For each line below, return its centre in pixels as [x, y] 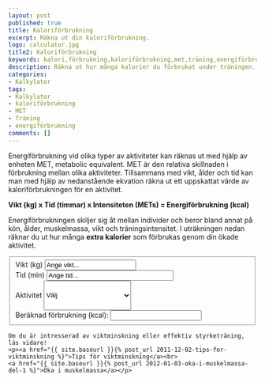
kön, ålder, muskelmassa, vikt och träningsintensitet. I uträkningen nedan [127, 228]
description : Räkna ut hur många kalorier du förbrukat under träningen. [132, 67]
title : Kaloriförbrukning [50, 30]
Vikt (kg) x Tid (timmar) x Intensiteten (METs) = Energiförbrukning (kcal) [129, 204]
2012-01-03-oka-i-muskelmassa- [197, 364]
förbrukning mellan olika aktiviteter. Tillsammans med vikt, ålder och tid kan [131, 172]
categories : [28, 74]
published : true [35, 23]
